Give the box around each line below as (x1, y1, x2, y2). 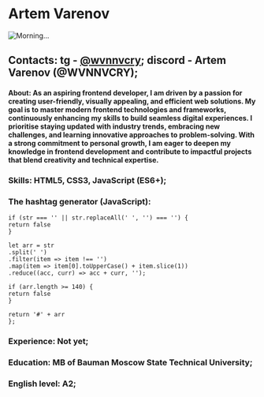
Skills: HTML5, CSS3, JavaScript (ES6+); (8, 174, 167, 185)
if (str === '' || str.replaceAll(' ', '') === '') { (8, 214, 189, 222)
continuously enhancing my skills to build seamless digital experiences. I (8, 113, 253, 122)
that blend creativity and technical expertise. (8, 155, 159, 164)
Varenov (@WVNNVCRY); (8, 66, 139, 80)
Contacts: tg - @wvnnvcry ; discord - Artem (8, 54, 227, 67)
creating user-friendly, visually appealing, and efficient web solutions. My (8, 96, 256, 106)
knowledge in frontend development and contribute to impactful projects (8, 147, 252, 156)
